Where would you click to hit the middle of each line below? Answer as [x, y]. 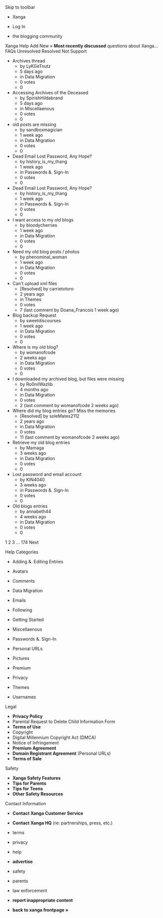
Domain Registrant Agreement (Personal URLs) [61, 753]
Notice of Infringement [36, 743]
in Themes [31, 299]
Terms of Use [27, 727]
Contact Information [26, 803]
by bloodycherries [38, 225]
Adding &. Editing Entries [38, 562]
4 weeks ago [33, 517]
